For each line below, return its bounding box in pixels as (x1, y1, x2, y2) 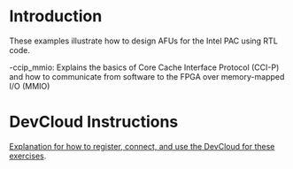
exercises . (9, 150, 47, 161)
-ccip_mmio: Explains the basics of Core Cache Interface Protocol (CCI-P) (9, 62, 280, 73)
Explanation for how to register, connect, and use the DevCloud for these (9, 141, 275, 151)
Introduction (9, 6, 103, 27)
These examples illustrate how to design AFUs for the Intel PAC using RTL (9, 35, 279, 46)
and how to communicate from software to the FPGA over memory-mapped (9, 71, 285, 81)
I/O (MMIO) (9, 81, 50, 91)
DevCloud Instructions (9, 112, 179, 132)
